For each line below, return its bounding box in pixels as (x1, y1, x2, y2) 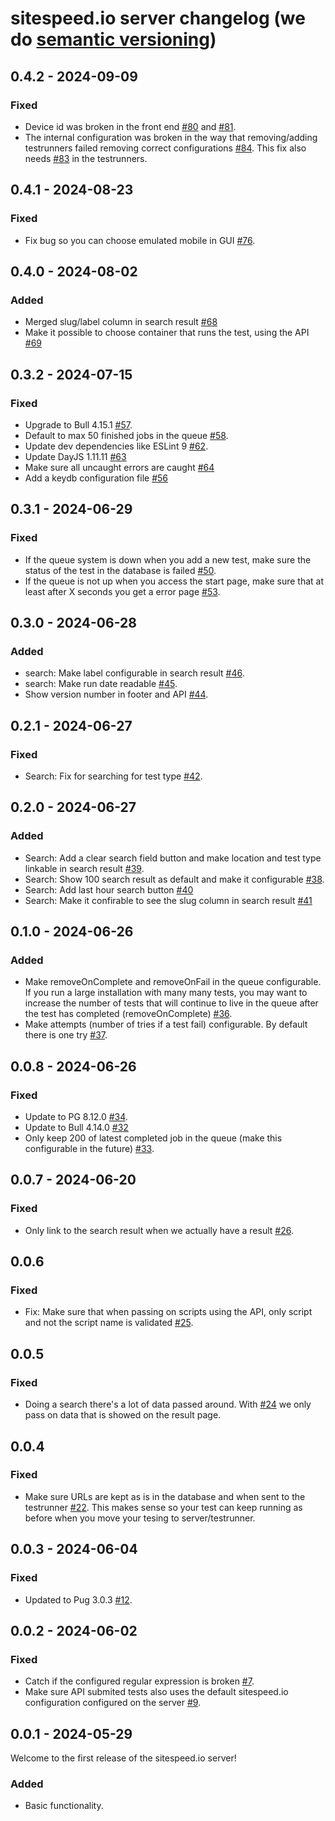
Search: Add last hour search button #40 (24, 883, 194, 896)
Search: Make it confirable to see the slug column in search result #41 (24, 894, 313, 906)
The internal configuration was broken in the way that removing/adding (24, 131, 318, 143)
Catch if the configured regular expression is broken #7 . (24, 1675, 255, 1687)
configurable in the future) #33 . (24, 1143, 155, 1155)
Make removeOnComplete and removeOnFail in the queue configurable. (24, 976, 322, 988)
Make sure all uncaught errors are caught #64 (24, 461, 215, 473)
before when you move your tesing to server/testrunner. (24, 1512, 256, 1524)
